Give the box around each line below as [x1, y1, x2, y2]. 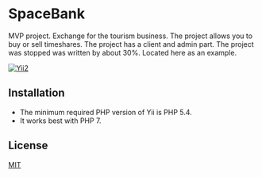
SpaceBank [8, 5, 86, 23]
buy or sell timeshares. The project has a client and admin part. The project [8, 39, 254, 48]
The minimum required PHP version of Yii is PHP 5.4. [19, 107, 192, 117]
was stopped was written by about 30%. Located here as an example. [8, 48, 237, 57]
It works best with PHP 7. [19, 116, 102, 125]
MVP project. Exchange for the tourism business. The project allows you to [8, 31, 252, 40]
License [8, 139, 48, 152]
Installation [8, 87, 65, 100]
